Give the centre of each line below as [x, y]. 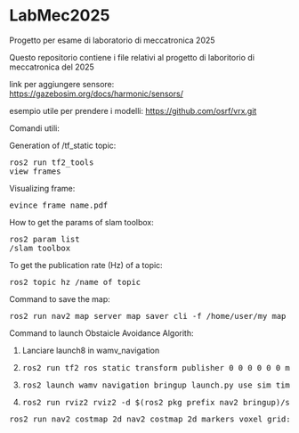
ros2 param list [44, 239]
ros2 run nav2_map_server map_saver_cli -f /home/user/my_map [148, 316]
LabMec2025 [60, 16]
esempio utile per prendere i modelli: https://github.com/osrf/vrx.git [133, 110]
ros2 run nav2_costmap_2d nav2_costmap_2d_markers [122, 419]
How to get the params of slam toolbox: [81, 222]
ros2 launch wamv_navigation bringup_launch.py [128, 385]
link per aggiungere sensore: [62, 84]
